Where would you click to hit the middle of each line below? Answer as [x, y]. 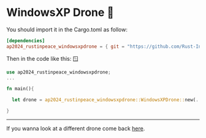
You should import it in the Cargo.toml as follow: [67, 29]
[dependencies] [26, 40]
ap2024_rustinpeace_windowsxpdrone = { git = [65, 46]
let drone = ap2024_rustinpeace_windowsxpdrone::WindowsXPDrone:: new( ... [108, 100]
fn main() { [20, 89]
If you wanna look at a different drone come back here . [76, 129]
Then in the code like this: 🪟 [42, 58]
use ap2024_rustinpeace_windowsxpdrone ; [59, 72]
